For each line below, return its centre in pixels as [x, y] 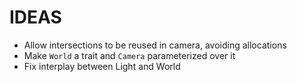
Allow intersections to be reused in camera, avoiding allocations [155, 45]
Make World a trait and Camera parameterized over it [129, 55]
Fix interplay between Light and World [102, 66]
